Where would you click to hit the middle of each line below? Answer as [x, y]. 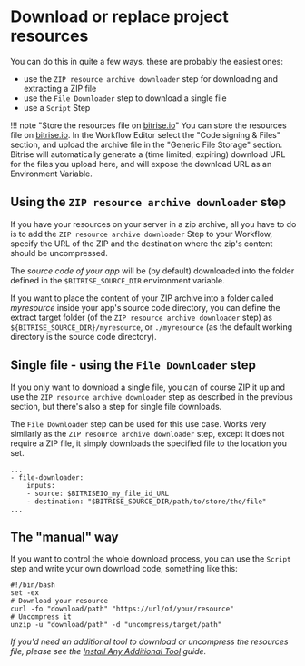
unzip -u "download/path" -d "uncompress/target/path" [116, 625]
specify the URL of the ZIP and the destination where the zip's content [142, 244]
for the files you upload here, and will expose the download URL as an [141, 164]
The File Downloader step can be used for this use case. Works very [138, 423]
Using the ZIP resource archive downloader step [148, 202]
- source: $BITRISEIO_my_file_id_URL [98, 493]
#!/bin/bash [33, 585]
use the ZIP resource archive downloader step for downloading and [150, 78]
